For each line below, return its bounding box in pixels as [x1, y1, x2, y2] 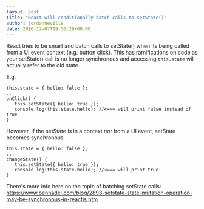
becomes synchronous [6, 134, 64, 141]
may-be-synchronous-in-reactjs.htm [6, 196, 98, 203]
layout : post [6, 8, 39, 15]
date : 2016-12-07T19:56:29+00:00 [6, 25, 91, 32]
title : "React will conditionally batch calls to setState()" [6, 15, 167, 21]
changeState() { [6, 156, 47, 162]
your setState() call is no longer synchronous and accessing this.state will [6, 55, 195, 62]
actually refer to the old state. [6, 62, 80, 69]
